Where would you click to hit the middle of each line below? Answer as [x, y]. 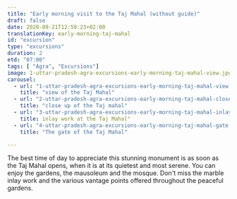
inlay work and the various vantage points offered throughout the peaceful [115, 181]
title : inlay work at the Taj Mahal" [75, 119]
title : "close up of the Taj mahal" [74, 106]
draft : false [26, 20]
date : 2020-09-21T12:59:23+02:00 [56, 27]
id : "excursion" [31, 40]
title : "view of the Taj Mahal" [67, 92]
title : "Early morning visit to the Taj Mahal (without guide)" [104, 14]
